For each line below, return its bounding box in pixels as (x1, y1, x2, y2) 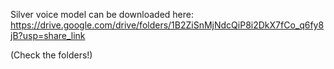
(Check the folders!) (10, 49, 93, 61)
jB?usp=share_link (10, 30, 86, 41)
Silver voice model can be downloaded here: (10, 9, 195, 20)
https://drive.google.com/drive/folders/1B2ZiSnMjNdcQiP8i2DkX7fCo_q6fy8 (10, 19, 325, 31)
